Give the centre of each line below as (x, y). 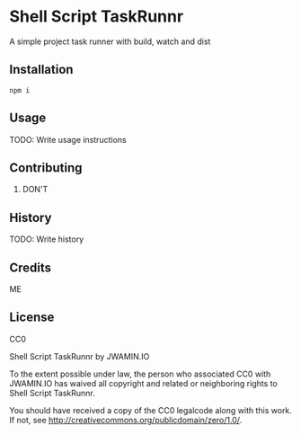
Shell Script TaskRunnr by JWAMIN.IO (80, 356)
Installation (41, 70)
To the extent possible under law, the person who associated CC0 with (140, 374)
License (32, 318)
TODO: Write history (47, 239)
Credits (31, 267)
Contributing (46, 168)
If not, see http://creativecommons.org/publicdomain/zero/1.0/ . (126, 420)
